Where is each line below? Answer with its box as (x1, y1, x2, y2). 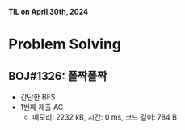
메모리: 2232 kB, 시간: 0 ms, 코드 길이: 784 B (32, 112, 178, 122)
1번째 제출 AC (19, 103, 64, 111)
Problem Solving (8, 36, 122, 53)
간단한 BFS (19, 92, 56, 102)
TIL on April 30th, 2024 (8, 7, 89, 16)
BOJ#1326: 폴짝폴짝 (8, 69, 107, 83)
